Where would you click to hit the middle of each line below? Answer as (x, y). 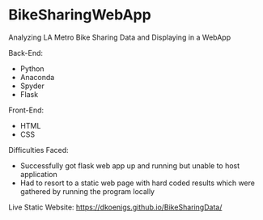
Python (32, 68)
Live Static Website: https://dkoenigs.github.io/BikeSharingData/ (115, 207)
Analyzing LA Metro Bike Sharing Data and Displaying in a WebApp (120, 37)
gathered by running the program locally (87, 191)
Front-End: (26, 110)
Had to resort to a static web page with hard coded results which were (137, 183)
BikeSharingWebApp (80, 15)
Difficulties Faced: (38, 150)
